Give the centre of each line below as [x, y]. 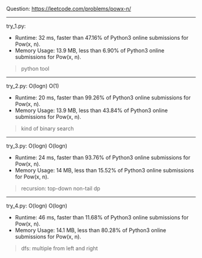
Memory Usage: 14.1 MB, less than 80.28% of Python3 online [90, 230]
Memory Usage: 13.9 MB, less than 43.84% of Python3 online [91, 110]
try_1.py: [16, 26]
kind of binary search [47, 128]
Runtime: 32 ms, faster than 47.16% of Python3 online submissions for [102, 38]
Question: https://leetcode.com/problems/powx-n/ [69, 9]
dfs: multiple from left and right [59, 248]
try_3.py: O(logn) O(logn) [37, 146]
